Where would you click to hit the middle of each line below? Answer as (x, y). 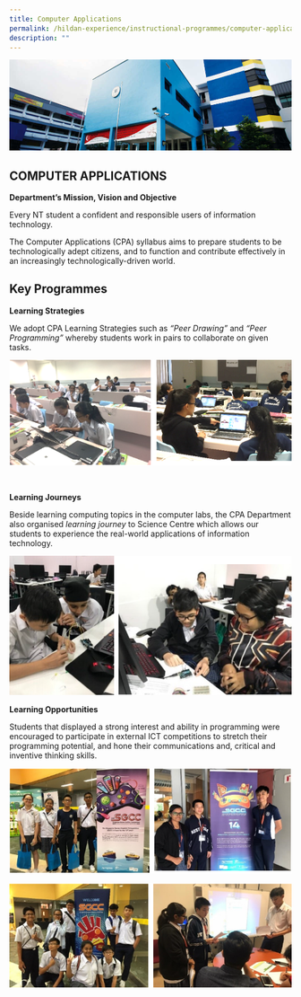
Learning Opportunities (54, 709)
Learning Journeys (46, 498)
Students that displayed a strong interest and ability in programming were (145, 727)
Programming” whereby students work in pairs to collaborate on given (139, 338)
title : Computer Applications (66, 19)
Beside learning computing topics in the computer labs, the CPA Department (150, 515)
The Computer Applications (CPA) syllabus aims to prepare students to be (146, 242)
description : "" (39, 38)
